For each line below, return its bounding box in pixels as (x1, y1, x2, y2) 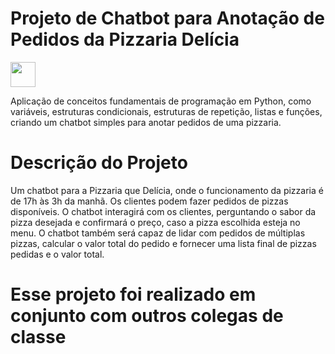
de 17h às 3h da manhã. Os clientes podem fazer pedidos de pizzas (10, 195, 289, 207)
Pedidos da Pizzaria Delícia (10, 28, 240, 51)
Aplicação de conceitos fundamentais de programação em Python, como (10, 95, 312, 107)
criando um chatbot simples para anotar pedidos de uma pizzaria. (10, 116, 282, 128)
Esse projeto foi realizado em (10, 283, 257, 306)
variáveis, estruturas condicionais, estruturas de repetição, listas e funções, (10, 105, 323, 117)
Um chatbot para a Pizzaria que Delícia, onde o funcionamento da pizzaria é (10, 184, 324, 196)
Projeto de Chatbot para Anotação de (10, 7, 325, 30)
